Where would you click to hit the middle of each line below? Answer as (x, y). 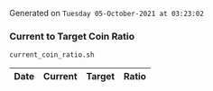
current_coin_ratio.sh (52, 55)
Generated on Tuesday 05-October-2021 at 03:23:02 (107, 13)
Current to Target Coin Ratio (72, 36)
